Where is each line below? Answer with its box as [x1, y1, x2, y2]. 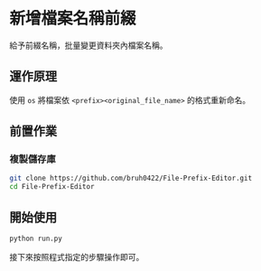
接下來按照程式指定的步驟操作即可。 [9, 251, 144, 262]
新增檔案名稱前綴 [9, 8, 137, 29]
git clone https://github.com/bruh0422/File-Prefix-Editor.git [9, 173, 253, 183]
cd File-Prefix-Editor [9, 182, 95, 192]
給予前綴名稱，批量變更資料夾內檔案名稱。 [9, 40, 168, 51]
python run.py [9, 234, 63, 243]
